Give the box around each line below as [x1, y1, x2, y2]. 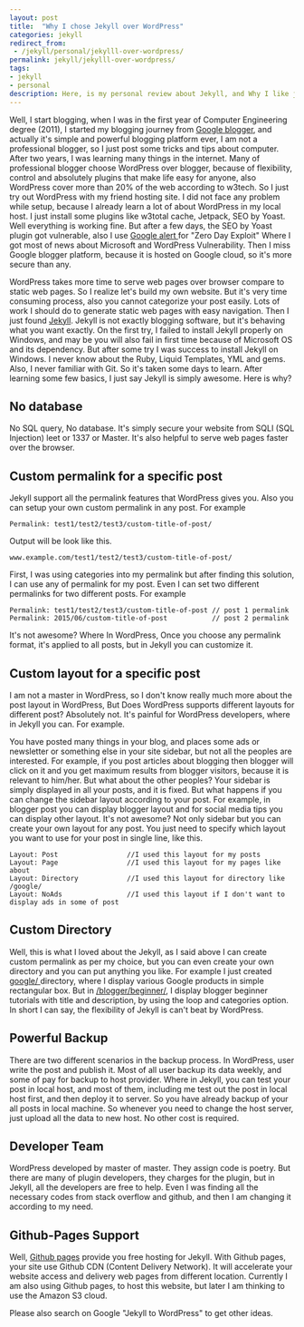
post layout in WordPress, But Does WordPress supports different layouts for [9, 699, 295, 710]
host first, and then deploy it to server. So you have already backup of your [9, 1093, 289, 1104]
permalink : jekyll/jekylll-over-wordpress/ [9, 55, 176, 64]
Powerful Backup [9, 1030, 109, 1046]
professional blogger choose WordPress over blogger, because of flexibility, [9, 162, 292, 173]
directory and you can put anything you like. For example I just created [9, 965, 272, 976]
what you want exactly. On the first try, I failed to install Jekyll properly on [9, 324, 283, 336]
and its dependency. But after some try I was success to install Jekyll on [9, 344, 279, 355]
